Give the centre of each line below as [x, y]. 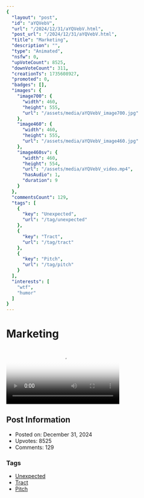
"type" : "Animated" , [37, 51]
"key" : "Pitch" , [42, 259]
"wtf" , [25, 287]
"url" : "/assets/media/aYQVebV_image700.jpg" [80, 113]
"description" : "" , [36, 46]
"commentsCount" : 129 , [40, 197]
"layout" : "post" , [35, 18]
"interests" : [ [31, 282]
